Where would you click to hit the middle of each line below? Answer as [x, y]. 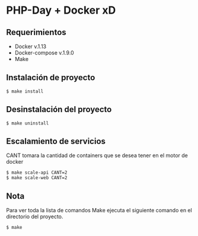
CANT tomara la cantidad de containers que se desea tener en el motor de [97, 155]
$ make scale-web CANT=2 [37, 178]
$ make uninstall [28, 123]
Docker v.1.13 [30, 46]
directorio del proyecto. [35, 216]
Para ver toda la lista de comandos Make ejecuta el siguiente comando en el [99, 211]
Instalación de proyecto [51, 78]
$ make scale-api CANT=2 [37, 173]
